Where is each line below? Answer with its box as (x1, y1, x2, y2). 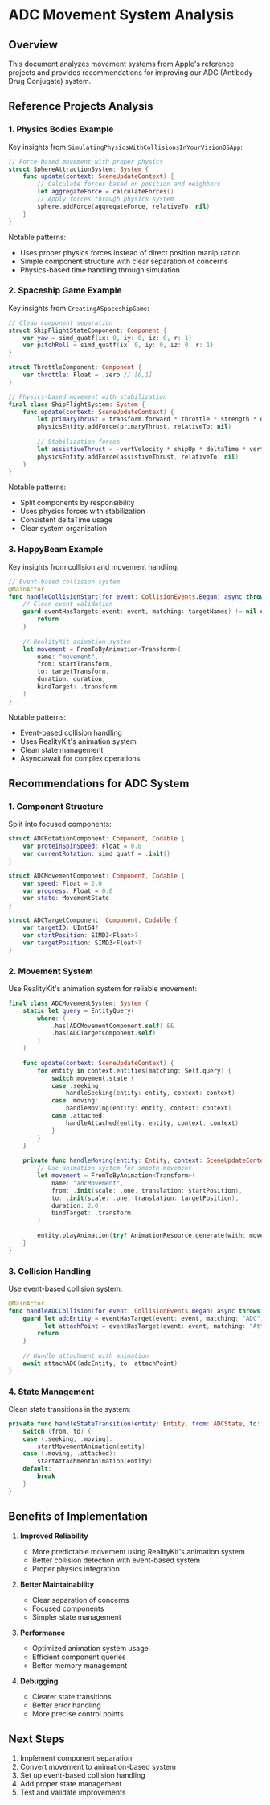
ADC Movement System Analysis (8, 6, 235, 24)
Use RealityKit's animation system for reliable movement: (8, 983, 197, 993)
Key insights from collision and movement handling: (8, 562, 179, 571)
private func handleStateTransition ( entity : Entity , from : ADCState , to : (8, 1420, 261, 1428)
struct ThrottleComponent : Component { (8, 363, 142, 371)
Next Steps (8, 1732, 65, 1745)
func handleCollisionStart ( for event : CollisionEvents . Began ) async (8, 592, 243, 601)
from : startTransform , (37, 660, 113, 668)
